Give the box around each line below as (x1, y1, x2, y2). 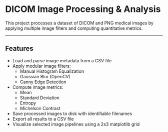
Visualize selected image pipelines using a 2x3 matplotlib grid (12, 121, 140, 127)
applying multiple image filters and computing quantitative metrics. (5, 25, 143, 31)
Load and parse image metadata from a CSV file (12, 57, 112, 63)
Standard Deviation (19, 95, 60, 101)
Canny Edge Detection (19, 79, 66, 85)
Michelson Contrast (19, 105, 61, 111)
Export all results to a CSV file (12, 116, 74, 122)
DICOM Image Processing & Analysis (5, 3, 161, 15)
